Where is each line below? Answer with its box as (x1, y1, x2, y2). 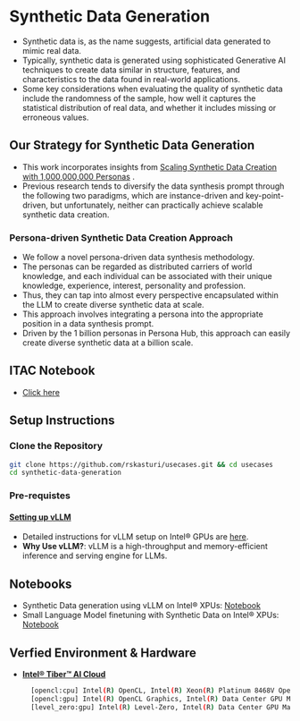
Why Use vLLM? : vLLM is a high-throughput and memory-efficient (21, 541, 268, 552)
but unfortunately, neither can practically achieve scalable (50, 199, 263, 210)
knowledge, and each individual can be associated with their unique (21, 271, 272, 282)
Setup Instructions (9, 413, 115, 428)
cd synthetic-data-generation (9, 468, 122, 478)
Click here (21, 386, 61, 397)
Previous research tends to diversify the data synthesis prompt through (21, 181, 285, 191)
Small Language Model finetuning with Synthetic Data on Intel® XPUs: (21, 610, 279, 621)
